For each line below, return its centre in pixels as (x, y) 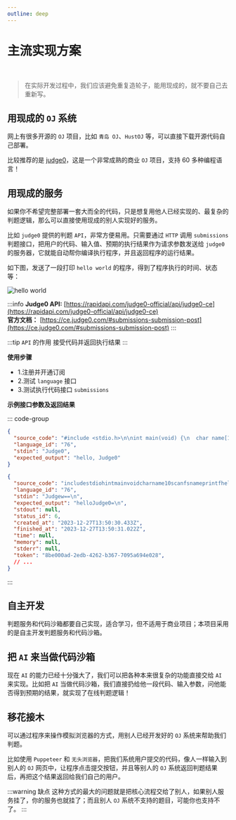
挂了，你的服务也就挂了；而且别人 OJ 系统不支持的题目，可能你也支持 (113, 800)
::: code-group (28, 419)
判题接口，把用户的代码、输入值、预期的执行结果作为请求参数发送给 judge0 (116, 244)
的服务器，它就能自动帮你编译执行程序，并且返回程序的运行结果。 (103, 253)
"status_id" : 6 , (37, 516)
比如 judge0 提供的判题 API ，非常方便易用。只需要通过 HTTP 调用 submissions (118, 235)
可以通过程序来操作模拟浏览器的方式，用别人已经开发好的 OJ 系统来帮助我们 (117, 735)
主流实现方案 (45, 51)
